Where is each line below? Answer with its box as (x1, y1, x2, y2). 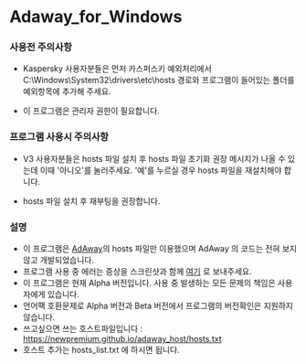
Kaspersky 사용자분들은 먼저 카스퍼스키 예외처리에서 (22, 63, 212, 74)
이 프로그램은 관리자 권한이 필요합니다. (22, 105, 160, 116)
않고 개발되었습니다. (22, 254, 94, 266)
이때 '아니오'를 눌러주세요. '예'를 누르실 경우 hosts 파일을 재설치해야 (39, 165, 282, 176)
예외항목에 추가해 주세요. (22, 86, 111, 97)
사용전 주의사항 (9, 41, 73, 54)
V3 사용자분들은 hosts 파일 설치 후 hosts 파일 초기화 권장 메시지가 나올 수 (22, 153, 286, 164)
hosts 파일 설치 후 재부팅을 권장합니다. (22, 195, 161, 207)
